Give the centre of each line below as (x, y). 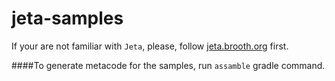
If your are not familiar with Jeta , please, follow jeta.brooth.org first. (150, 46)
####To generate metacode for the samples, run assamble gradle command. (168, 65)
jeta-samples (67, 18)
